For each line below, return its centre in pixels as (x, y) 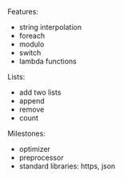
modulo (32, 44)
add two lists (40, 92)
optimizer (35, 149)
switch (30, 53)
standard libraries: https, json (67, 166)
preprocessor (42, 157)
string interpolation (50, 27)
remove (32, 109)
